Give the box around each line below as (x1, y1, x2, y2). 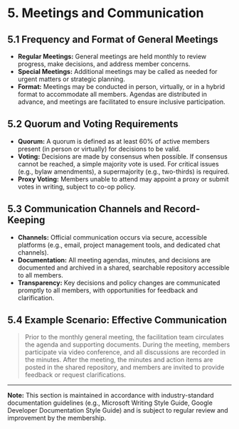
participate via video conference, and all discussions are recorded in (24, 348, 226, 356)
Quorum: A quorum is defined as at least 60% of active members (17, 137, 210, 145)
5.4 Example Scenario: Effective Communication (7, 314, 228, 327)
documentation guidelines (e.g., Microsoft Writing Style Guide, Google (7, 398, 213, 407)
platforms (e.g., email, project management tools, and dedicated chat (17, 240, 221, 249)
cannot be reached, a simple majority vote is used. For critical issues (17, 159, 219, 168)
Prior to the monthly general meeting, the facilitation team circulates (24, 333, 224, 341)
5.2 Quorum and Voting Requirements (7, 118, 179, 130)
